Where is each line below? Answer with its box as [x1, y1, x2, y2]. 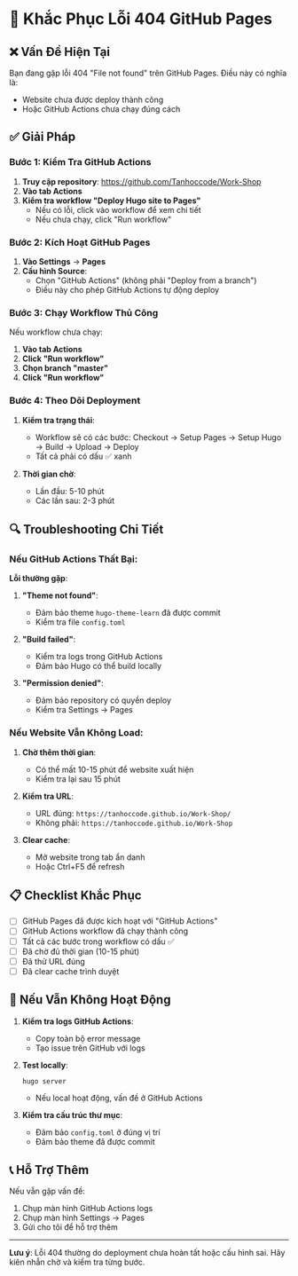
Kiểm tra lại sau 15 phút [35, 773, 122, 784]
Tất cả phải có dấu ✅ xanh [35, 451, 132, 461]
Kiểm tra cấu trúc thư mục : [21, 1110, 123, 1121]
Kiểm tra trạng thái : [21, 414, 95, 425]
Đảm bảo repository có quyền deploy [35, 695, 171, 705]
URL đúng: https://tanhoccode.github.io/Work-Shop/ [35, 807, 231, 818]
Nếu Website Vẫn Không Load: [9, 727, 144, 739]
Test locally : [21, 1059, 68, 1070]
